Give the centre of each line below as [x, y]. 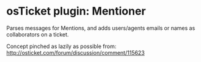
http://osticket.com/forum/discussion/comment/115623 [75, 52]
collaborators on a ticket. [38, 34]
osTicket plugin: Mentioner [76, 11]
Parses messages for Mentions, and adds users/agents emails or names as [101, 28]
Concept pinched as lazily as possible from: [61, 46]
